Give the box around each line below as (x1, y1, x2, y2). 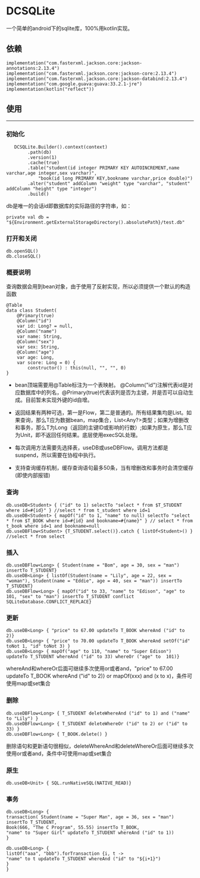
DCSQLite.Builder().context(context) (14, 144, 108, 150)
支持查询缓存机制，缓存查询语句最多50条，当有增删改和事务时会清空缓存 (14, 464, 193, 472)
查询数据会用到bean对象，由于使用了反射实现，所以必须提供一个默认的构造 (6, 283, 191, 290)
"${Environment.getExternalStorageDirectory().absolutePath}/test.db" (6, 219, 185, 225)
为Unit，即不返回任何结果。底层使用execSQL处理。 (14, 432, 141, 439)
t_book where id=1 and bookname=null (6, 523, 100, 529)
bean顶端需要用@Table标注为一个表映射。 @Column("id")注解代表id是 (14, 381, 188, 389)
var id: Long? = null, (17, 324, 73, 329)
